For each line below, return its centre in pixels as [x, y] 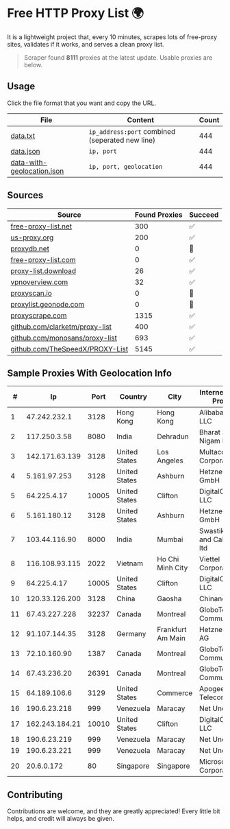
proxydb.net [30, 248]
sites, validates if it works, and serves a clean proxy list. [86, 44]
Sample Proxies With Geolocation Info [90, 373]
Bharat [210, 432]
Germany [131, 634]
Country [133, 397]
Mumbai [170, 539]
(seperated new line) [122, 140]
